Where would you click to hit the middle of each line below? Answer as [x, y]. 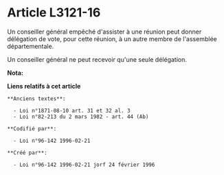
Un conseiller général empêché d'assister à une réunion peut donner [104, 32]
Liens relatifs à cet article [44, 86]
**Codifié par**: [32, 128]
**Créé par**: [27, 152]
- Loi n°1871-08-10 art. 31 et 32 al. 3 [72, 110]
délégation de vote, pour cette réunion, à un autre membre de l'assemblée [112, 38]
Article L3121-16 [54, 13]
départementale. [31, 46]
